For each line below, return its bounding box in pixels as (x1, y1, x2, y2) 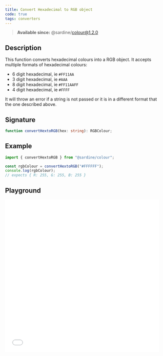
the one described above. (5, 101, 57, 107)
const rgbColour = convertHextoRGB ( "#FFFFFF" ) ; (5, 164, 104, 169)
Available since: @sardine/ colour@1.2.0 (17, 30, 99, 36)
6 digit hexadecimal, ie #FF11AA (12, 71, 74, 77)
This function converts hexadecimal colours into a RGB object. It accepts (5, 57, 151, 62)
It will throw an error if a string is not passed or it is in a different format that (5, 96, 157, 102)
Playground (5, 186, 41, 195)
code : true (5, 12, 27, 17)
